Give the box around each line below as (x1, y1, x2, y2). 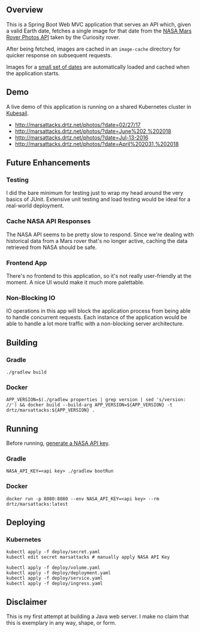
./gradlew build (6, 369, 47, 375)
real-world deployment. (6, 202, 65, 209)
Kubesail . (6, 109, 29, 117)
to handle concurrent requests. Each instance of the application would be (6, 314, 187, 321)
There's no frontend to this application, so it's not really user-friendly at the (6, 272, 192, 279)
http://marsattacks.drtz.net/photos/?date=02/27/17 (14, 121, 141, 128)
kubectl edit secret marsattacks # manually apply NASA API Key (6, 554, 170, 560)
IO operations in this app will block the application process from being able (6, 307, 191, 314)
